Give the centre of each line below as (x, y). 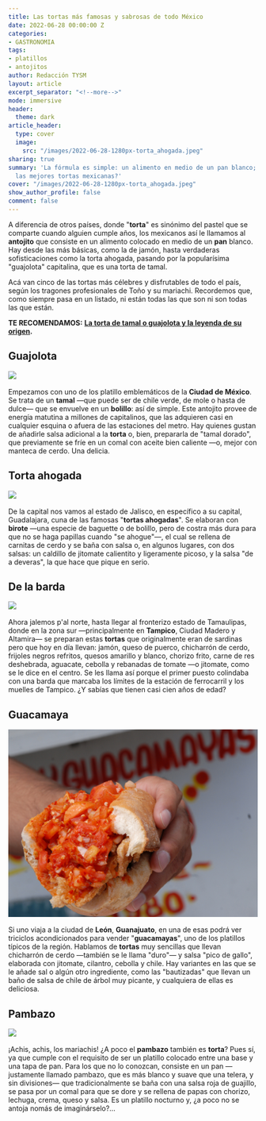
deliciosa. (24, 989)
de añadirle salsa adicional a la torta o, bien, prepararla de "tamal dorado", (130, 433)
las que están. (31, 307)
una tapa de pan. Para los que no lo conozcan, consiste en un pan (116, 1066)
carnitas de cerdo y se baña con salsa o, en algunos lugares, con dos (122, 545)
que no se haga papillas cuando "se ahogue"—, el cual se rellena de (120, 537)
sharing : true (32, 159)
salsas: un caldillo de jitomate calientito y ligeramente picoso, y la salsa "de (131, 553)
